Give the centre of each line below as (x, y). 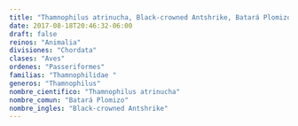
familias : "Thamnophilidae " (63, 75)
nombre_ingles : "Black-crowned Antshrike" (89, 108)
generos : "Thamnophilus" (55, 83)
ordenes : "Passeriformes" (57, 67)
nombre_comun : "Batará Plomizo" (69, 100)
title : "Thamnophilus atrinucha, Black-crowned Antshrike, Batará (134, 17)
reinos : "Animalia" (45, 42)
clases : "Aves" (37, 59)
